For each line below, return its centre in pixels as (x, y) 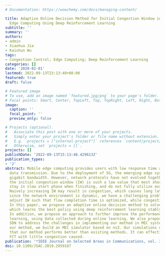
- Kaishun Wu (18, 50)
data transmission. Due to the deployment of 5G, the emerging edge (81, 173)
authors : (14, 37)
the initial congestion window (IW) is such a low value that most (80, 182)
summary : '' (17, 32)
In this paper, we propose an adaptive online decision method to (79, 205)
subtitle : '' (18, 27)
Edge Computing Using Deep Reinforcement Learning (62, 23)
